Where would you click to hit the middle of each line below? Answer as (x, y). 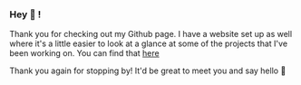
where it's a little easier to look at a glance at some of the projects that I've (149, 43)
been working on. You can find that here (85, 53)
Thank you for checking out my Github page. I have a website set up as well (151, 34)
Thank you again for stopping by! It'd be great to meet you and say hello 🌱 (148, 71)
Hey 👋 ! (25, 14)
